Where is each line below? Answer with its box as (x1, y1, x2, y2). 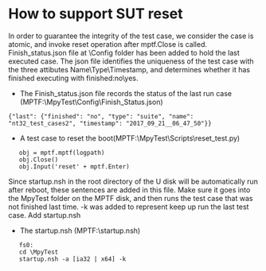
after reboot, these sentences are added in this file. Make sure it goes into (8, 184, 251, 195)
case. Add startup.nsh (8, 210, 81, 219)
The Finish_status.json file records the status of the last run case (19, 88, 233, 98)
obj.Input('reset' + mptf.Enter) (18, 162, 130, 171)
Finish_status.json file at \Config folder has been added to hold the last (8, 48, 241, 57)
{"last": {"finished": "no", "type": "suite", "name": (8, 112, 194, 120)
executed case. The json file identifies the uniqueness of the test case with (8, 56, 254, 66)
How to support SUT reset (8, 5, 183, 23)
